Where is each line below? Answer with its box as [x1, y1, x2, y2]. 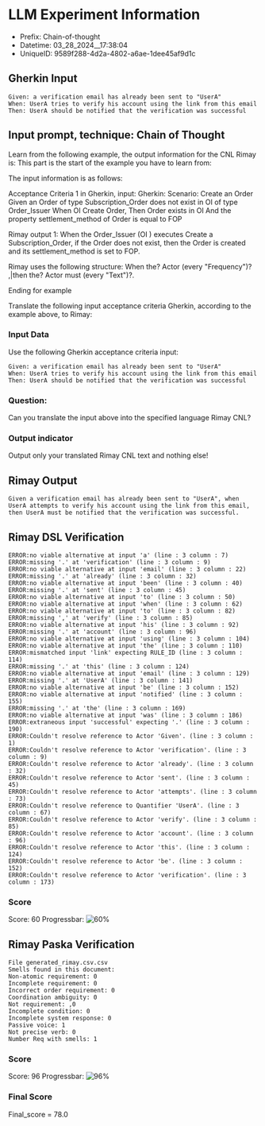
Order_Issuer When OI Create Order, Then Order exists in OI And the [8, 205, 232, 215]
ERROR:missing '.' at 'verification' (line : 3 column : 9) [8, 559, 212, 567]
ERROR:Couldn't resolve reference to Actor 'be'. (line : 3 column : [8, 857, 244, 865]
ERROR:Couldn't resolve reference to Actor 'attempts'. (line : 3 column [8, 788, 258, 796]
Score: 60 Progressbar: [8, 915, 85, 924]
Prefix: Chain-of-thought [19, 32, 101, 41]
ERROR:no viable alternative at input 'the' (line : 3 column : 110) [8, 642, 244, 650]
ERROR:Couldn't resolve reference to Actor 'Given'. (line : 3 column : [8, 733, 254, 741]
